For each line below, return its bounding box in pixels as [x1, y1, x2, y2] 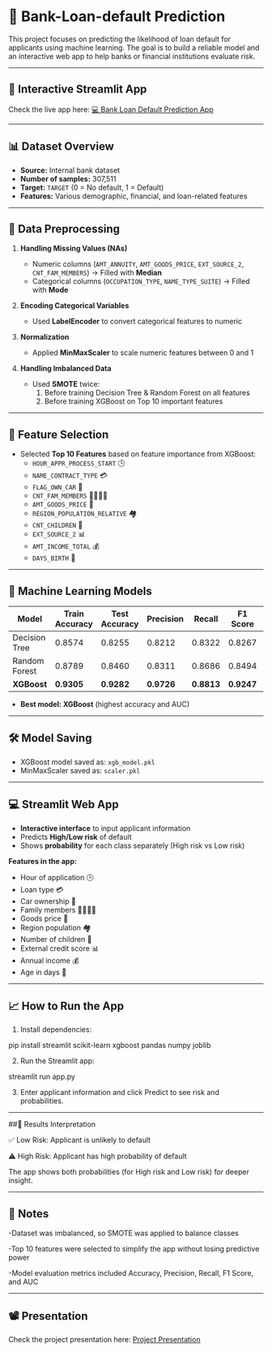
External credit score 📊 [19, 943, 100, 953]
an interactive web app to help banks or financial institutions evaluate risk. [8, 51, 256, 61]
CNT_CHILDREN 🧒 [32, 520, 83, 530]
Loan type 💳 [19, 884, 64, 894]
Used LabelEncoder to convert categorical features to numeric [32, 316, 243, 327]
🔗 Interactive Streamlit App [8, 83, 147, 96]
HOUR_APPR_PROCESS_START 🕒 [32, 458, 125, 468]
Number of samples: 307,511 [19, 173, 117, 183]
